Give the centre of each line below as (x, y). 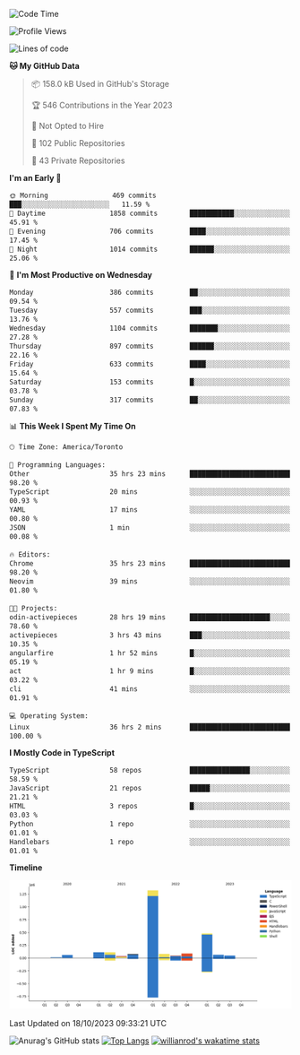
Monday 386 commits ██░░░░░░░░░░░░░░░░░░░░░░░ (150, 292)
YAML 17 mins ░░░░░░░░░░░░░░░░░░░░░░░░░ (150, 510)
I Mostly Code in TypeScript (62, 752)
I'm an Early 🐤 (35, 178)
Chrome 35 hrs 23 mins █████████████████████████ (150, 564)
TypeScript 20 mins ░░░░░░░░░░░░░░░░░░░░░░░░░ (150, 492)
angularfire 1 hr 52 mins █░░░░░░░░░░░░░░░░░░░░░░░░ (150, 653)
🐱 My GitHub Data (45, 66)
